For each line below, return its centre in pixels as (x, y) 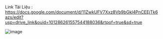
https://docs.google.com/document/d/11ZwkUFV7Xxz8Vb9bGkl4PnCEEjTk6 (81, 12)
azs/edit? (14, 17)
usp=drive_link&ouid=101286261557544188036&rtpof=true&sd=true (74, 22)
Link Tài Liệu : (19, 7)
